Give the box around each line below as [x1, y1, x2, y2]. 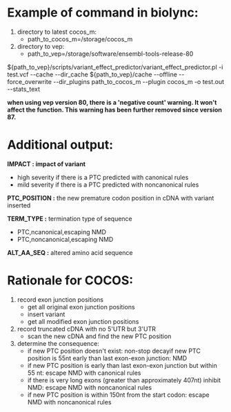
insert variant [27, 310, 66, 318]
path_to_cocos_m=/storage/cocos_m [27, 34, 133, 43]
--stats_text [7, 85, 40, 93]
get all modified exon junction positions [27, 317, 139, 325]
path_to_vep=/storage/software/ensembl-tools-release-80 [27, 50, 194, 58]
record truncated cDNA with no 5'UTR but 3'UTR [17, 325, 157, 333]
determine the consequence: [17, 339, 100, 347]
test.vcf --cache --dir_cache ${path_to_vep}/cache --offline [7, 70, 178, 79]
